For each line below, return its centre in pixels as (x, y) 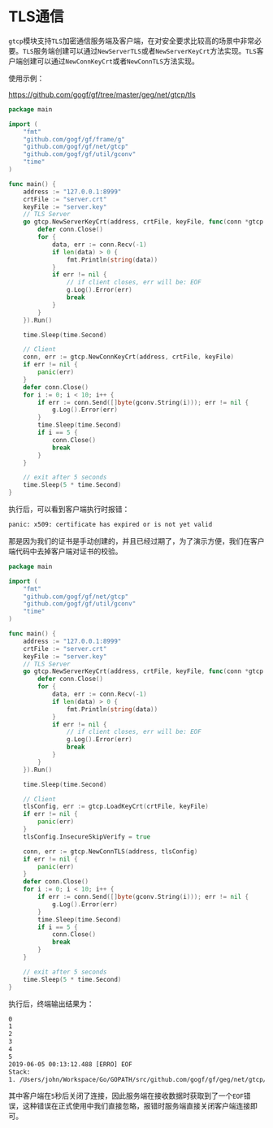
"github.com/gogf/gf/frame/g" (74, 139)
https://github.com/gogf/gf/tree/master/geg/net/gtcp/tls (102, 94)
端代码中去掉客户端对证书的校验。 (65, 551)
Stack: (19, 1072)
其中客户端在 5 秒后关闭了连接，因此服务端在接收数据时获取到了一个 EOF (126, 1096)
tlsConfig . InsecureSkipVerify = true (87, 837)
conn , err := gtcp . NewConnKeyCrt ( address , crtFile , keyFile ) (128, 357)
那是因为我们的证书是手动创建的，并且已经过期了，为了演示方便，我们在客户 (136, 540)
